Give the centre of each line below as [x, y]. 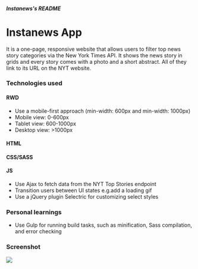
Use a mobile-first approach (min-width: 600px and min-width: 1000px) [103, 111]
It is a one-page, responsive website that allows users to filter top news [94, 49]
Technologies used [34, 84]
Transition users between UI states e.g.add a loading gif [83, 190]
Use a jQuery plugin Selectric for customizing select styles [87, 197]
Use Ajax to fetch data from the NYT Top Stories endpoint [85, 184]
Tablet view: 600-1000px [45, 123]
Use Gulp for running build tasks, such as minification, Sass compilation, [103, 225]
